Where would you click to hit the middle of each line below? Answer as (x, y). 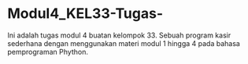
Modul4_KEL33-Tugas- (85, 14)
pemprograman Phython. (48, 52)
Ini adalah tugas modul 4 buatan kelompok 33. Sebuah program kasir (119, 35)
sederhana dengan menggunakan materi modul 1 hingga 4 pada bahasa (124, 43)
